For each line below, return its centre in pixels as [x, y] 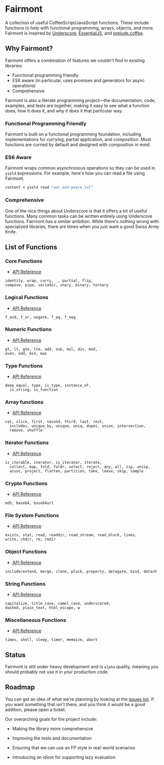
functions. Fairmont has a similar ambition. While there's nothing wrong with [82, 221]
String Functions [25, 584]
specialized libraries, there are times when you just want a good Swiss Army [82, 227]
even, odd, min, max [26, 353]
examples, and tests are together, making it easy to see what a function [77, 105]
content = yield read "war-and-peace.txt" [49, 188]
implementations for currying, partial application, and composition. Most [78, 140]
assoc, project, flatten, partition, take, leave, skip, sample [77, 471]
